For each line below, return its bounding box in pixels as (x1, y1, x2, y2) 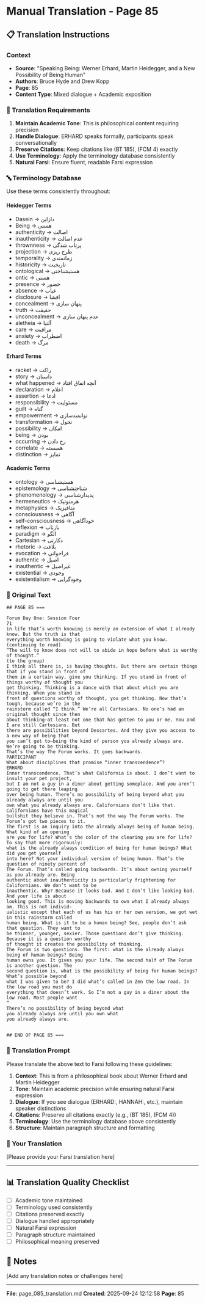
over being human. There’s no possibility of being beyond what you (6, 792, 184, 798)
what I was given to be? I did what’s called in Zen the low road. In (6, 979, 190, 985)
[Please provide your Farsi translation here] (6, 1153, 115, 1160)
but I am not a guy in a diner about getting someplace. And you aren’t (6, 781, 195, 787)
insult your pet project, (6, 776, 72, 782)
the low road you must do (6, 984, 72, 990)
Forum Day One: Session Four (6, 615, 81, 621)
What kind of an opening (6, 829, 70, 835)
